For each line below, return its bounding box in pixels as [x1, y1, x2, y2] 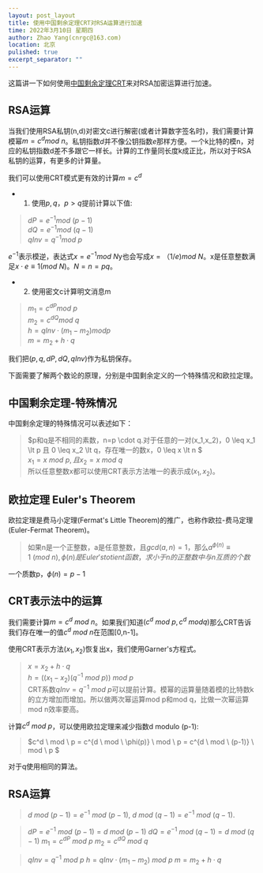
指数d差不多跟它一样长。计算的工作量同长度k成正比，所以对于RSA [35, 146, 251, 156]
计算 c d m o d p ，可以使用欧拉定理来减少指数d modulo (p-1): [8, 720, 199, 731]
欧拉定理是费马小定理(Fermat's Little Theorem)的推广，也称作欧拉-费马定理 [8, 515, 254, 525]
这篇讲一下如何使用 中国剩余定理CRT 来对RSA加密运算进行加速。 [8, 78, 216, 88]
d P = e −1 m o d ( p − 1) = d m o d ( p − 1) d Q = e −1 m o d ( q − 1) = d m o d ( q [27, 825, 254, 836]
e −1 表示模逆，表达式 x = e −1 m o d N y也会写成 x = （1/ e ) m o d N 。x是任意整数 [8, 250, 249, 261]
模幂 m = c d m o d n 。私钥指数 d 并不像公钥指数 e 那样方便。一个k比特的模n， [8, 135, 248, 146]
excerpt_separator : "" [8, 56, 83, 64]
